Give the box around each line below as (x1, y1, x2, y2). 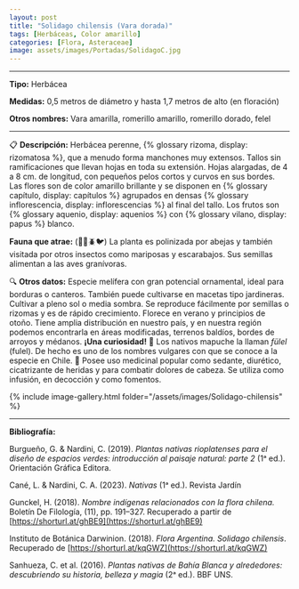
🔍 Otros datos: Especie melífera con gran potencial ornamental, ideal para (9, 277, 285, 287)
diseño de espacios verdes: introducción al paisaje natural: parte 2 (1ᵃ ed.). (9, 453, 287, 464)
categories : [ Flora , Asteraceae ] (9, 37, 133, 47)
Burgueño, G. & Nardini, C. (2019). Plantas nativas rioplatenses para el (9, 444, 269, 455)
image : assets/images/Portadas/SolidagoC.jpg (9, 46, 181, 55)
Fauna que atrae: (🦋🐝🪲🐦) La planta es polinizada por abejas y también (9, 237, 273, 247)
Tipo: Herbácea (9, 79, 68, 90)
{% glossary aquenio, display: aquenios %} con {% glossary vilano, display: (9, 209, 287, 220)
